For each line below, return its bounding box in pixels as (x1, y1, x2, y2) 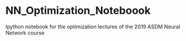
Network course (5, 29, 45, 36)
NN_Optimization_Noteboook (5, 4, 151, 17)
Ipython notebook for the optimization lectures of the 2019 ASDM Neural (5, 23, 180, 30)
